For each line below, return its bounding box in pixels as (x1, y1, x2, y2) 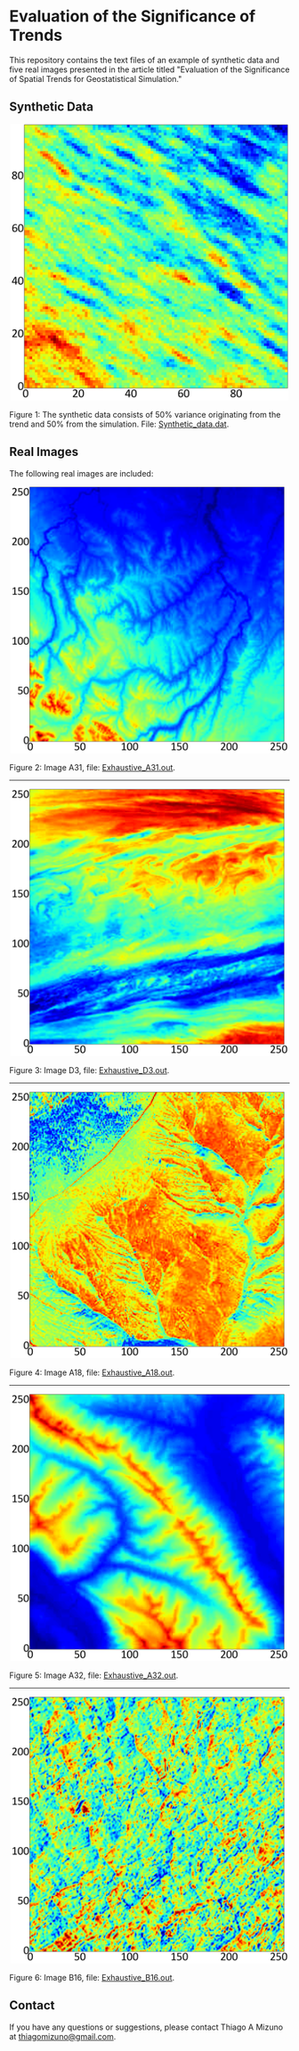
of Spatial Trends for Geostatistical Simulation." (9, 73, 182, 84)
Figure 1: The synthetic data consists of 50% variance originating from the (9, 409, 281, 419)
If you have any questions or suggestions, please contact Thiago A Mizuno (9, 2022, 283, 2032)
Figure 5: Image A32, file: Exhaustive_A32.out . (9, 1670, 179, 1681)
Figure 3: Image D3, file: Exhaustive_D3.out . (9, 1064, 170, 1075)
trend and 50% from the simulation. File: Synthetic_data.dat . (9, 419, 230, 429)
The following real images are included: (9, 468, 154, 478)
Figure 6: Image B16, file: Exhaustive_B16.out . (9, 1972, 175, 1982)
